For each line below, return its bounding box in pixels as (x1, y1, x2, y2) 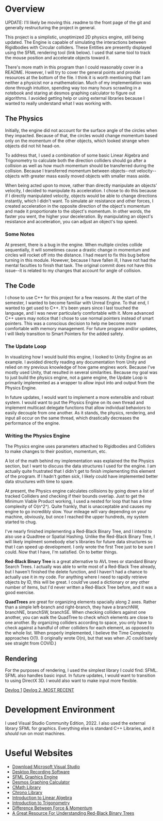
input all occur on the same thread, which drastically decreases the (5, 415, 140, 421)
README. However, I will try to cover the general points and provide (5, 69, 141, 75)
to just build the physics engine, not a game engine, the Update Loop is (5, 375, 147, 380)
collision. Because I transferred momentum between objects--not (5, 168, 136, 174)
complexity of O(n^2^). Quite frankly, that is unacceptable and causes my (5, 503, 151, 509)
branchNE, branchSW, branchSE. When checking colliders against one (5, 609, 146, 615)
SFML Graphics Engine (12, 774, 58, 780)
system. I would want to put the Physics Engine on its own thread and (5, 400, 144, 406)
